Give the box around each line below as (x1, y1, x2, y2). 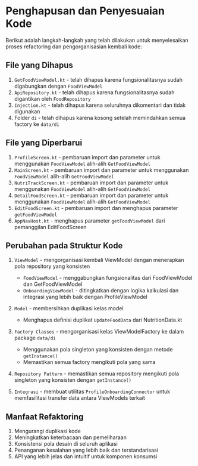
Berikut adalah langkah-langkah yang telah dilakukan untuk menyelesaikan (5, 36, 188, 44)
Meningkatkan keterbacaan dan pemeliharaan (14, 434, 127, 441)
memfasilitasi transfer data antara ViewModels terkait (14, 394, 145, 402)
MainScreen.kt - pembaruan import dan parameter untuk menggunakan (14, 166, 189, 174)
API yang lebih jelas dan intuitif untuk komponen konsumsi (14, 453, 158, 460)
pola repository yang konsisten (14, 263, 90, 270)
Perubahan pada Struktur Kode (5, 240, 123, 251)
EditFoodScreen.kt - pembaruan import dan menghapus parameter (14, 204, 178, 211)
